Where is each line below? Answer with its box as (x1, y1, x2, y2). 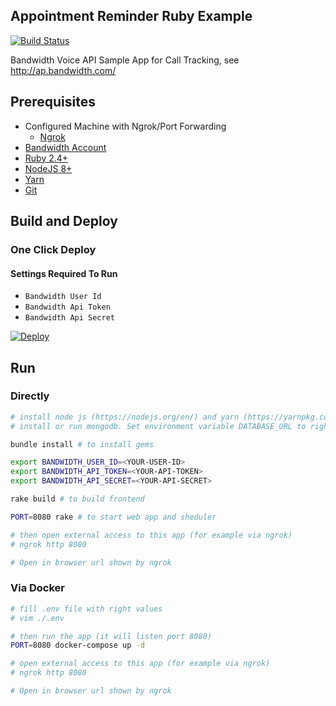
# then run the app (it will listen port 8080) (10, 631, 213, 641)
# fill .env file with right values (10, 604, 163, 614)
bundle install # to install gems (10, 439, 155, 449)
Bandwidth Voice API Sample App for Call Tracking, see (10, 54, 240, 66)
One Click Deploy (10, 242, 97, 256)
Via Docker (10, 581, 66, 595)
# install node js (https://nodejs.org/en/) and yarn (10, 412, 240, 422)
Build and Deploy (10, 213, 118, 230)
